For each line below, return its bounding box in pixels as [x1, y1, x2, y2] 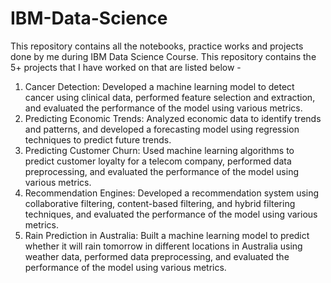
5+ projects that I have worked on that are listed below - [10, 61, 242, 73]
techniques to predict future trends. [24, 133, 172, 146]
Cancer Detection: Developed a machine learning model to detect [24, 80, 295, 92]
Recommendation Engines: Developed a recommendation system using [24, 187, 320, 199]
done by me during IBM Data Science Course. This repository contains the [10, 50, 317, 62]
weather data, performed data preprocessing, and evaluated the [24, 250, 290, 262]
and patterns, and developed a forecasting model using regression [24, 123, 300, 135]
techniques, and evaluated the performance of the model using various [24, 208, 318, 220]
